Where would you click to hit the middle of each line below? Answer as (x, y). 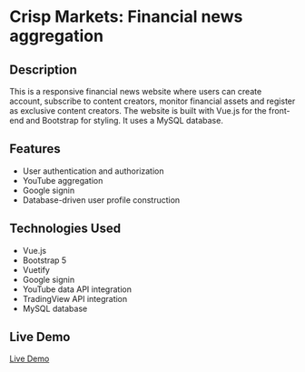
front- (279, 111)
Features (35, 149)
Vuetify (36, 269)
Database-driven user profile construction (101, 200)
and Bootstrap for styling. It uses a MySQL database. (125, 121)
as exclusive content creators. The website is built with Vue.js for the (138, 111)
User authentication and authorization (93, 171)
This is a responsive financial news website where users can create (136, 91)
